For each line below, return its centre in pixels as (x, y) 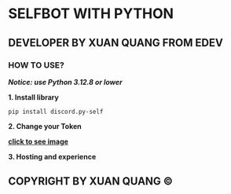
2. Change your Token (45, 126)
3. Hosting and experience (52, 156)
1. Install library (33, 97)
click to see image (38, 141)
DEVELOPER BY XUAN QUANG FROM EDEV (116, 43)
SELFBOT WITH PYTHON (91, 14)
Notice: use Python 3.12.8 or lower (66, 82)
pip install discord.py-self (56, 112)
